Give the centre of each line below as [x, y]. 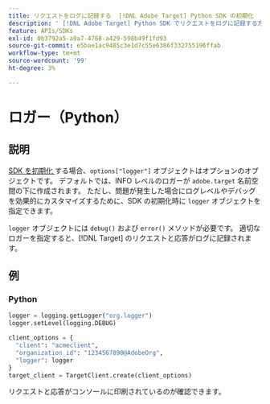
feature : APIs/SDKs [41, 31]
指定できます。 [33, 211]
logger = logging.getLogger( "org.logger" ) [80, 316]
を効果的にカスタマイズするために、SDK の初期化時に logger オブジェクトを [135, 200]
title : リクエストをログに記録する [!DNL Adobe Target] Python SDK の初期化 [131, 16]
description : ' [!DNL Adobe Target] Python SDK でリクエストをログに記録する [133, 23]
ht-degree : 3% [32, 68]
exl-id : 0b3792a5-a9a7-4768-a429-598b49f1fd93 [88, 38]
